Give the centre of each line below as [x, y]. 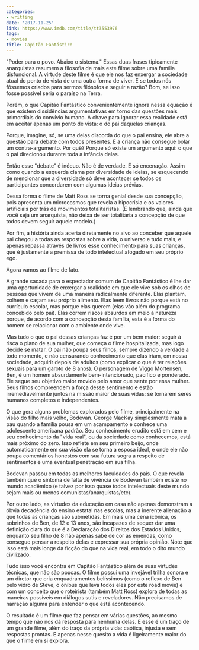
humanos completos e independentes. [53, 400]
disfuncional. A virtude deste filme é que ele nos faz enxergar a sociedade [97, 74]
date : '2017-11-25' [30, 23]
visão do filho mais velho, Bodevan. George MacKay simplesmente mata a [97, 418]
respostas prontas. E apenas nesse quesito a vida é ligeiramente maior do [96, 634]
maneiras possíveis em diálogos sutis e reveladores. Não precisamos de [94, 597]
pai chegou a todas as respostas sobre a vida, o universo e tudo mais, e [94, 239]
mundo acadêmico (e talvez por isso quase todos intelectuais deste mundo [98, 486]
